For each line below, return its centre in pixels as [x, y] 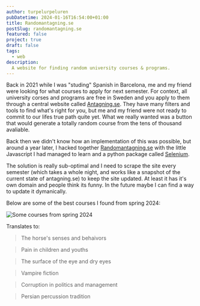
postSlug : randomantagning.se [44, 29]
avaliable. [18, 130]
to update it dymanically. [37, 192]
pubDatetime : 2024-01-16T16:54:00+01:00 [58, 17]
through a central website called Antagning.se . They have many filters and [98, 104]
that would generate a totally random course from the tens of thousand [94, 123]
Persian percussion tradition [56, 296]
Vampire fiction [40, 273]
